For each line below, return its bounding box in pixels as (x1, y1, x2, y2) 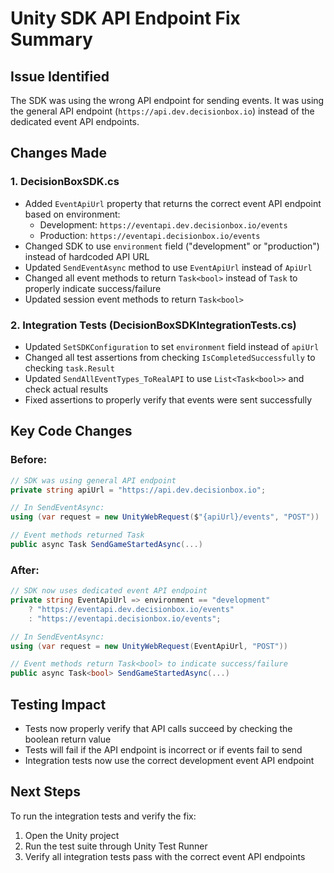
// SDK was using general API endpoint (10, 475, 177, 486)
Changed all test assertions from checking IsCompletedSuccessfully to (24, 351, 316, 363)
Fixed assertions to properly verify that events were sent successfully (24, 393, 313, 406)
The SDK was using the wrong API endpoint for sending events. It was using (10, 95, 325, 106)
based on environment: (24, 208, 121, 220)
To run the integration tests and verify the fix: (10, 810, 197, 822)
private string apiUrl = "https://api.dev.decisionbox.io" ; (10, 485, 267, 495)
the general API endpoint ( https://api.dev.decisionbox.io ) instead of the (10, 105, 315, 117)
